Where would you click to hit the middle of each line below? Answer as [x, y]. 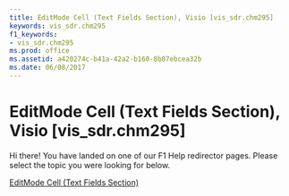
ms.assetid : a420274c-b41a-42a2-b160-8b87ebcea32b [106, 59]
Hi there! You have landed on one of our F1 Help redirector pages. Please [144, 155]
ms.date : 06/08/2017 [48, 68]
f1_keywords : [34, 34]
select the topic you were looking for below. [90, 165]
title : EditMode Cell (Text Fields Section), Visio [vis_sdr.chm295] [142, 17]
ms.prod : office [39, 51]
